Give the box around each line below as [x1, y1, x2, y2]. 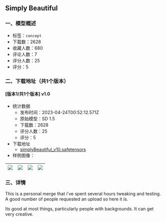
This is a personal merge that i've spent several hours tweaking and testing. [5, 191, 161, 197]
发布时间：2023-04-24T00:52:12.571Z [19, 109, 99, 115]
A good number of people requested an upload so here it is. [5, 196, 128, 202]
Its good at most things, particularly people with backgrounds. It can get [5, 206, 154, 212]
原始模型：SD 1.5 [19, 116, 55, 122]
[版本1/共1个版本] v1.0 [5, 91, 50, 97]
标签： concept [12, 32, 41, 38]
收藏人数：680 [12, 45, 43, 51]
